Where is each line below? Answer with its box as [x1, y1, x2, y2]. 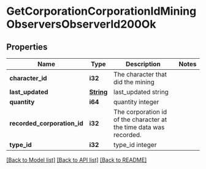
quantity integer [113, 98, 159, 106]
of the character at [113, 115, 167, 124]
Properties [6, 42, 48, 52]
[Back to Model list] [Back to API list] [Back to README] [6, 156, 147, 163]
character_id [9, 74, 47, 82]
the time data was [113, 123, 165, 131]
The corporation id [113, 108, 167, 116]
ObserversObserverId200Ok [6, 17, 156, 31]
